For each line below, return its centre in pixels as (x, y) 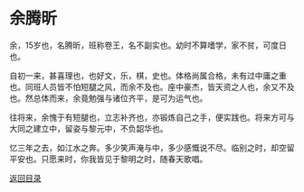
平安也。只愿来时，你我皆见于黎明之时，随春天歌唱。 (109, 159)
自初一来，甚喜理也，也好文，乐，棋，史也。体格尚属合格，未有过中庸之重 (148, 75)
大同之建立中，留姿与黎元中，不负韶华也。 (89, 128)
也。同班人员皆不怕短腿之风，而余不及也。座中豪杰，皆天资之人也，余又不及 (152, 87)
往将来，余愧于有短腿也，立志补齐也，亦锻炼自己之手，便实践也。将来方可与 (152, 117)
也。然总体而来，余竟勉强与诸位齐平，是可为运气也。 (109, 98)
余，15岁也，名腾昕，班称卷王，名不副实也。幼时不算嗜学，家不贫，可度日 (148, 45)
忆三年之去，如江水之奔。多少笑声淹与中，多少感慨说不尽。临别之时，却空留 (152, 147)
